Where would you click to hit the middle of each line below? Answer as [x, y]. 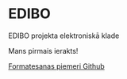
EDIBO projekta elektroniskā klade [64, 36]
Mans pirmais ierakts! [43, 51]
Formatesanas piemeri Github [56, 66]
